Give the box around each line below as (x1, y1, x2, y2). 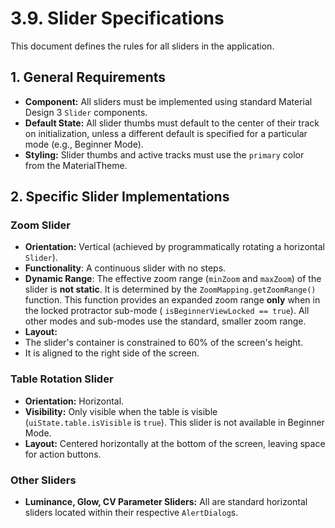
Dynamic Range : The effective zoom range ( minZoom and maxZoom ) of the (24, 273, 322, 285)
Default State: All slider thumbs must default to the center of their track (24, 117, 320, 129)
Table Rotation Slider (10, 372, 114, 386)
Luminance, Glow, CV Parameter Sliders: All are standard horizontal (24, 496, 308, 508)
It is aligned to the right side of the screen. (24, 347, 200, 359)
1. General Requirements (10, 69, 167, 86)
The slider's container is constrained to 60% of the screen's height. (24, 337, 304, 349)
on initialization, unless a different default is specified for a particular (24, 127, 308, 139)
